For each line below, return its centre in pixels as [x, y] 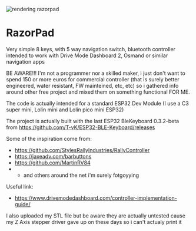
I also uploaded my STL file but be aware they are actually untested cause [96, 216]
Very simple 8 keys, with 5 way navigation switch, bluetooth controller [91, 49]
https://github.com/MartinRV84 [53, 163]
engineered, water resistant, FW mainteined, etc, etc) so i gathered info [92, 85]
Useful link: [20, 186]
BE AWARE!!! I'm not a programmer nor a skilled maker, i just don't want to [96, 73]
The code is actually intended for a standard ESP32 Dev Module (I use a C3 [98, 103]
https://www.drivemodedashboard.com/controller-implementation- [96, 198]
